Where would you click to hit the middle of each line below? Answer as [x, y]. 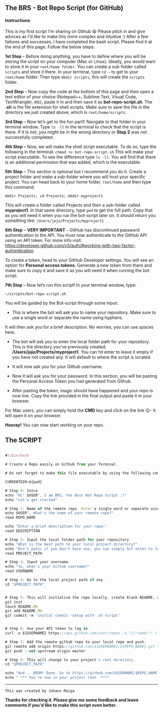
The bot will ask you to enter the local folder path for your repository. [81, 341]
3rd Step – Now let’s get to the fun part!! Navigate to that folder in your [76, 122]
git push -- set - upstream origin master [45, 651]
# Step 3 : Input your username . [38, 562]
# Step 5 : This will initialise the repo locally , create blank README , [80, 597]
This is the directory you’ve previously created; [59, 347]
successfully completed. [30, 137]
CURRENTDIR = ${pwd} [24, 482]
